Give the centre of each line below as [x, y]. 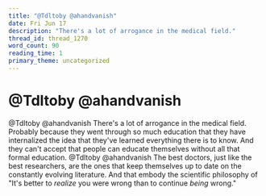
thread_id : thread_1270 [48, 38]
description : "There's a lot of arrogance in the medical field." [122, 31]
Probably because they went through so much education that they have [127, 131]
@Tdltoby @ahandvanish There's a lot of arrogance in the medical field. [128, 123]
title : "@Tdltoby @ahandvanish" [62, 16]
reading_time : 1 [35, 53]
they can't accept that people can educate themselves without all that [124, 148]
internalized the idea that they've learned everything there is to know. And [131, 140]
